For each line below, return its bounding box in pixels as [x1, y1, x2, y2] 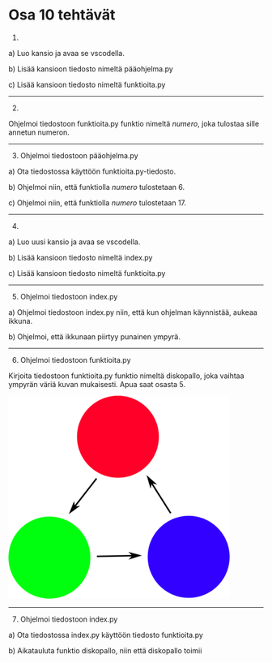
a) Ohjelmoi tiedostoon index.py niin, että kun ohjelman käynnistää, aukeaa [8, 307, 257, 317]
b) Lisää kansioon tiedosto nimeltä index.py [8, 252, 153, 262]
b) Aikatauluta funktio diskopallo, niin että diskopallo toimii [8, 645, 202, 655]
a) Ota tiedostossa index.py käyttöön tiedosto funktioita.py [8, 630, 204, 639]
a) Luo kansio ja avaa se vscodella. [8, 48, 125, 58]
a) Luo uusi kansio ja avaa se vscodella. [8, 237, 141, 247]
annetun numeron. [8, 127, 70, 137]
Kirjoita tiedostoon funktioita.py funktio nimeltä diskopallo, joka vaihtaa [8, 371, 244, 381]
